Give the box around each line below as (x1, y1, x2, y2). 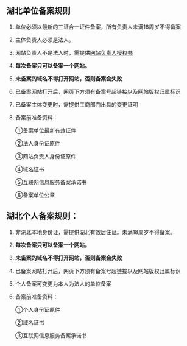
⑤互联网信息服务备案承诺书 (15, 178, 87, 186)
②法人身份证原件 (15, 139, 61, 147)
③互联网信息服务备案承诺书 (15, 331, 87, 339)
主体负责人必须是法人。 (15, 36, 74, 43)
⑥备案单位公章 (15, 191, 55, 199)
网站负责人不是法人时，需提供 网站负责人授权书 (15, 49, 133, 56)
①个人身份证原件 (15, 306, 61, 313)
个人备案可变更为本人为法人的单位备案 (15, 280, 111, 288)
